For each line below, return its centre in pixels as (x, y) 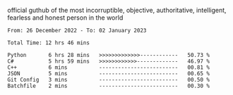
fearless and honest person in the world (65, 18)
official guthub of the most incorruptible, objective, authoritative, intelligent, (117, 10)
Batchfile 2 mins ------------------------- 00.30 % (109, 86)
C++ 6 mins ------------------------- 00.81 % (109, 68)
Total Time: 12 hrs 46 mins (49, 43)
